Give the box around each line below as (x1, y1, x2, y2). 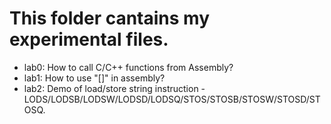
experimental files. (9, 28, 169, 51)
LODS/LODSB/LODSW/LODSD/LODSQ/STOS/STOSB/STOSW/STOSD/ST (23, 93, 321, 105)
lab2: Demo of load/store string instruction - (23, 82, 206, 94)
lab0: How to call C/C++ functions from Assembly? (23, 61, 234, 73)
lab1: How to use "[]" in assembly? (23, 72, 166, 84)
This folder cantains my (9, 7, 211, 30)
